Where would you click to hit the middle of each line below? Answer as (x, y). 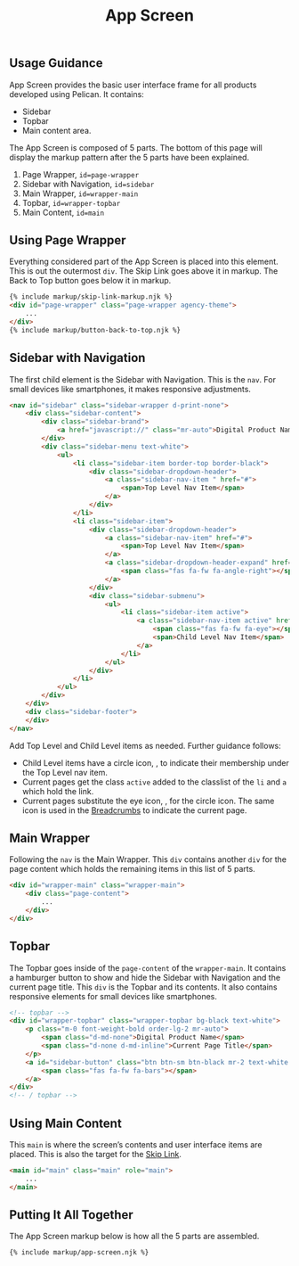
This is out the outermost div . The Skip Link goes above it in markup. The (144, 271)
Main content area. (57, 130)
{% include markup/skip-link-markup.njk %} (91, 297)
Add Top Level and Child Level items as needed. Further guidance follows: (145, 745)
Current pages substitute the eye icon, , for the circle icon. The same (148, 801)
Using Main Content (65, 1123)
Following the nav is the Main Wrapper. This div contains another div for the (148, 859)
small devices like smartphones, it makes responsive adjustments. (130, 389)
